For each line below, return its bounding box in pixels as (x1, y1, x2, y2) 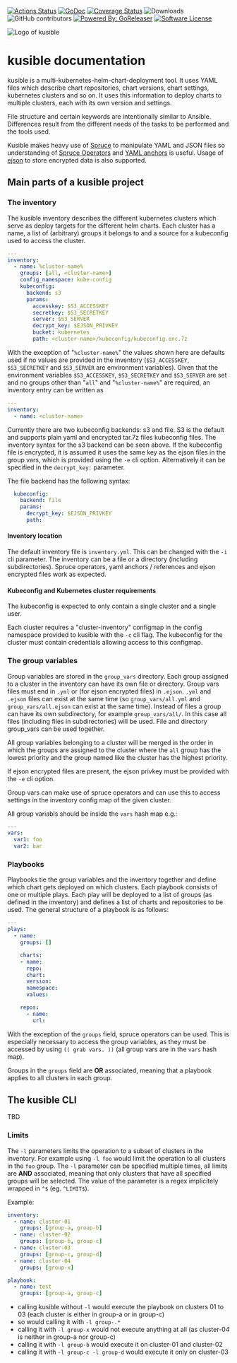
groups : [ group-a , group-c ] (20, 1290, 102, 1297)
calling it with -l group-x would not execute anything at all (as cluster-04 (17, 1326, 230, 1334)
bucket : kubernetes (32, 329, 90, 336)
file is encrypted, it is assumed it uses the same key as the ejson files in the (7, 447, 226, 456)
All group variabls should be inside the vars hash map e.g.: (7, 809, 178, 818)
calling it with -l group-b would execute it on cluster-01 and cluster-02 (17, 1340, 224, 1349)
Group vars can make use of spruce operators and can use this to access (7, 788, 221, 797)
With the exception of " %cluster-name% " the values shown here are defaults (7, 348, 226, 356)
